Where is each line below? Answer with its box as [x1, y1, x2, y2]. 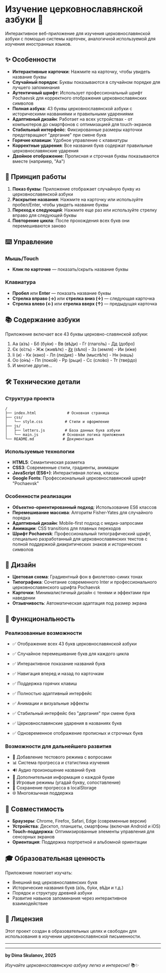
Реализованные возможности [5, 629, 83, 636]
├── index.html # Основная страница [5, 411, 110, 416]
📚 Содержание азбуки [5, 315, 80, 324]
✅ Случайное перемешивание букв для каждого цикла [12, 651, 129, 657]
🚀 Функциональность [5, 615, 75, 623]
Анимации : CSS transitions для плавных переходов [12, 525, 121, 531]
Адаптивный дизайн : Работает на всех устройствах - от [12, 116, 132, 122]
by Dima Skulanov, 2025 [5, 952, 56, 958]
